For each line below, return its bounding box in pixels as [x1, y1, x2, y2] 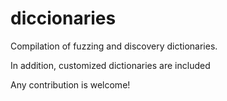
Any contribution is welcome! [10, 78, 131, 91]
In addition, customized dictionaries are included [10, 59, 211, 71]
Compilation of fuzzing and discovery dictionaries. [10, 40, 218, 52]
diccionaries [10, 7, 117, 30]
